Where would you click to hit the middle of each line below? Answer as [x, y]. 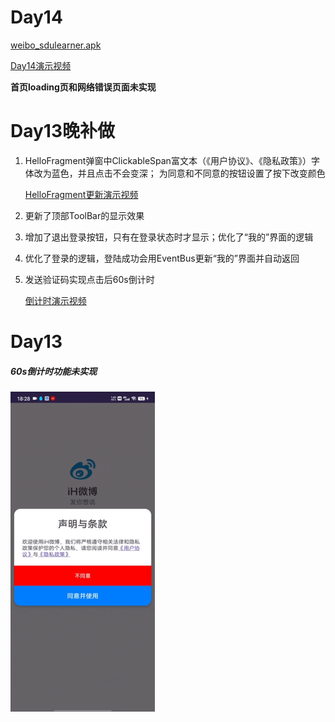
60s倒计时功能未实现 [54, 371]
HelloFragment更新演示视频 [81, 194]
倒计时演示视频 [55, 300]
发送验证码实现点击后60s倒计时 [89, 279]
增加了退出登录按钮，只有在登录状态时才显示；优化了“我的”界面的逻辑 [169, 237]
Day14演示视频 [41, 65]
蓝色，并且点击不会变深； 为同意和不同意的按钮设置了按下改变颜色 [188, 173]
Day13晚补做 [63, 131]
